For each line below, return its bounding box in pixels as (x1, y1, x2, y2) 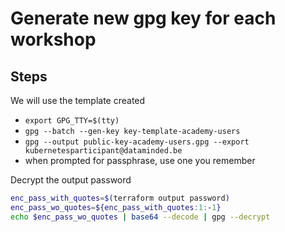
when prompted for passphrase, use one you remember (24, 155, 256, 166)
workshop (10, 28, 97, 51)
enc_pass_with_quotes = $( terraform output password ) (10, 193, 230, 203)
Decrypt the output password (10, 174, 132, 186)
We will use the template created (10, 95, 146, 106)
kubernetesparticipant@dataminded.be (24, 146, 183, 156)
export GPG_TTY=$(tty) (24, 116, 120, 126)
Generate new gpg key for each (10, 7, 277, 30)
